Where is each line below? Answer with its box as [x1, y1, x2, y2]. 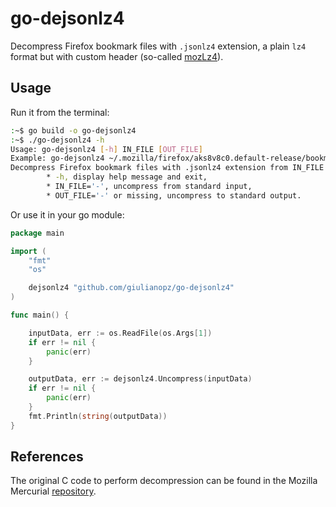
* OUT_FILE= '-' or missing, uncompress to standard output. [46, 190, 302, 201]
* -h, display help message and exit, [46, 172, 208, 182]
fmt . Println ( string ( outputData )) [28, 411, 168, 421]
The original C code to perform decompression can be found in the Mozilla [10, 475, 318, 487]
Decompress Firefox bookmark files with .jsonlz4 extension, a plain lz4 [10, 40, 307, 52]
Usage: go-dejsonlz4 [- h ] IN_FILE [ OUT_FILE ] [10, 144, 203, 154]
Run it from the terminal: [10, 106, 110, 118]
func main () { [10, 310, 70, 320]
